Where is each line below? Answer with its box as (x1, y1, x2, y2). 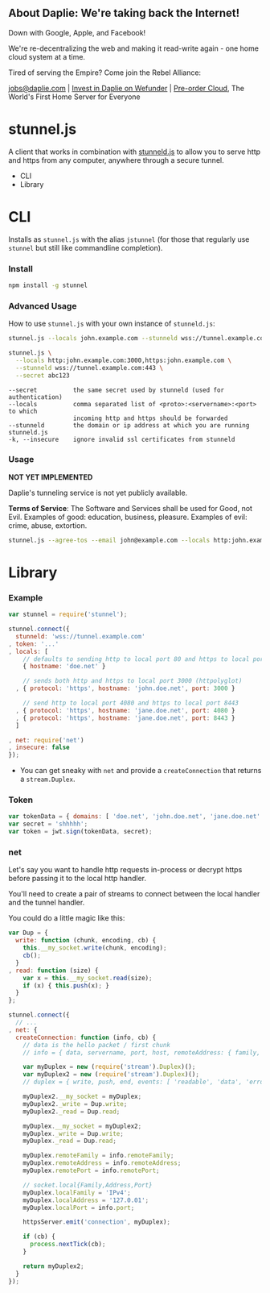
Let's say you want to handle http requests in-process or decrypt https (8, 865, 243, 875)
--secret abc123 (15, 371, 70, 380)
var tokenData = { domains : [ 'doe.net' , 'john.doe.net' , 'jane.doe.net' (8, 813, 261, 821)
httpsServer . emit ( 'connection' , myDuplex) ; (22, 1218, 171, 1226)
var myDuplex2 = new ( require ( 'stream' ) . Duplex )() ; (22, 1071, 199, 1079)
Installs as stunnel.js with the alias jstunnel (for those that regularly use (8, 234, 250, 244)
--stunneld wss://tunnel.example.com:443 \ (15, 364, 163, 372)
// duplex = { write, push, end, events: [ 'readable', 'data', (22, 1078, 243, 1087)
